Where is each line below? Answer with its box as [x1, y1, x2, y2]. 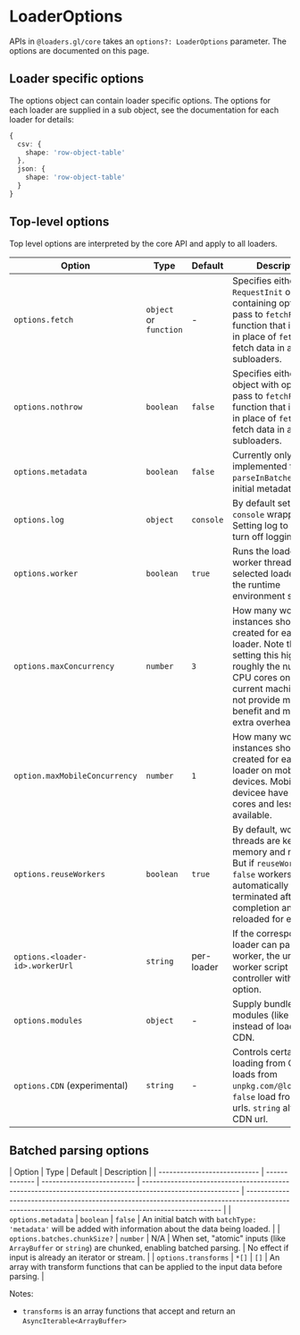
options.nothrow [13, 401, 83, 412]
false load [231, 1090, 277, 1103]
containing [231, 297, 277, 309]
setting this [231, 648, 279, 661]
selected [231, 567, 270, 579]
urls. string [231, 1102, 281, 1114]
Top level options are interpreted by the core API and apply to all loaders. [9, 238, 279, 249]
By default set [231, 496, 291, 509]
